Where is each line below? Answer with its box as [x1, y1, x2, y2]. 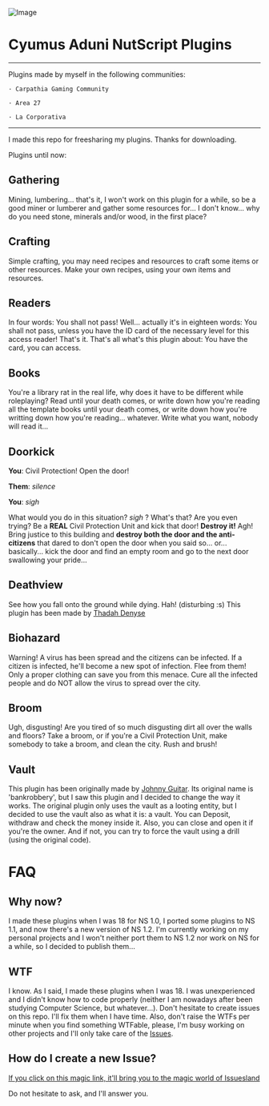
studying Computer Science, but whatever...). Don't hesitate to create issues [8, 1003, 260, 1013]
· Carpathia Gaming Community [8, 85, 110, 93]
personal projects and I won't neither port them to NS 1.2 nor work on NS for [8, 933, 260, 943]
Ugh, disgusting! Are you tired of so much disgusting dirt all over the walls [8, 722, 252, 732]
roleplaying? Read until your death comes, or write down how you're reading [8, 396, 260, 406]
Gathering [8, 173, 60, 187]
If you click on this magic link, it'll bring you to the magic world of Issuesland [8, 1073, 260, 1083]
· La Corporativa [8, 113, 66, 121]
